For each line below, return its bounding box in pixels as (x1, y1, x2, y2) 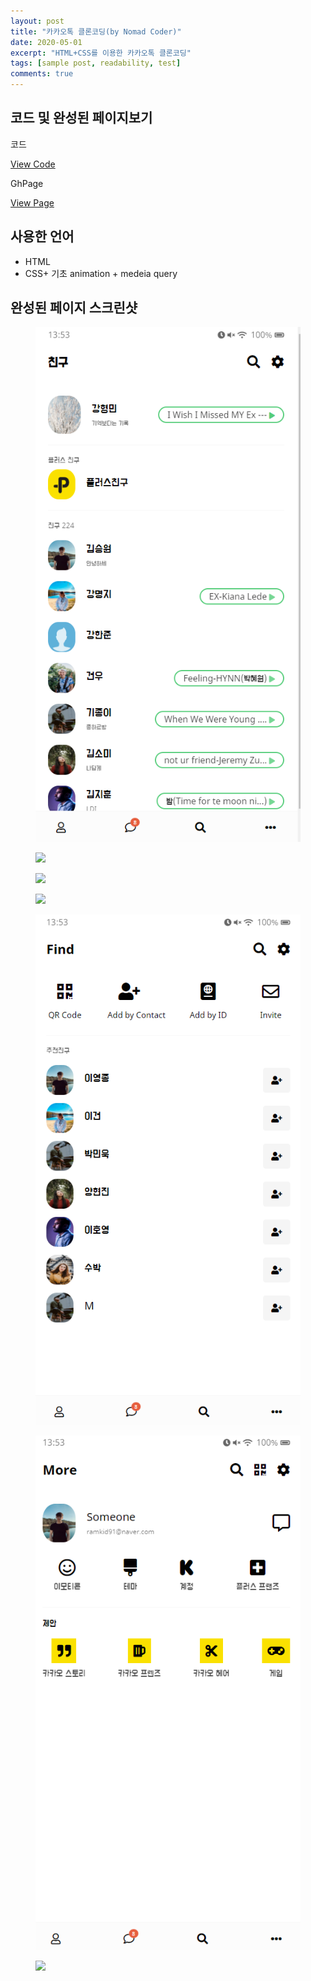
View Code (10, 158, 56, 170)
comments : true (10, 69, 74, 79)
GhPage (10, 177, 44, 189)
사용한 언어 (10, 228, 75, 245)
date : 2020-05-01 (10, 37, 83, 47)
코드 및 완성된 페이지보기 (10, 110, 153, 127)
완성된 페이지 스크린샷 (10, 300, 138, 317)
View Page (10, 196, 55, 209)
